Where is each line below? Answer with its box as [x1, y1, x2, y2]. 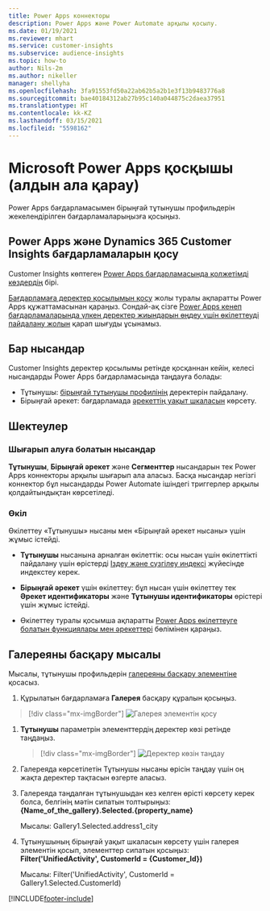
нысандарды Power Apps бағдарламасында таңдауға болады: [8, 372, 222, 381]
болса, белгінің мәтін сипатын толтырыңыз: [19, 797, 171, 807]
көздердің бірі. [8, 277, 59, 287]
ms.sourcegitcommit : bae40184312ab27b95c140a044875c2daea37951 [8, 94, 226, 102]
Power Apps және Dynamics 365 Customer [8, 235, 232, 248]
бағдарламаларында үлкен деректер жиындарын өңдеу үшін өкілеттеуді [8, 310, 260, 319]
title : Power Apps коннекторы [8, 11, 110, 20]
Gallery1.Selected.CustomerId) [19, 878, 122, 888]
